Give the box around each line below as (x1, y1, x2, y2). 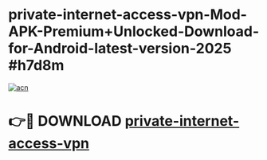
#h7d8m (8, 57, 65, 75)
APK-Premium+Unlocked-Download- (8, 22, 260, 41)
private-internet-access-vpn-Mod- (8, 6, 247, 24)
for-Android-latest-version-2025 (8, 40, 232, 57)
